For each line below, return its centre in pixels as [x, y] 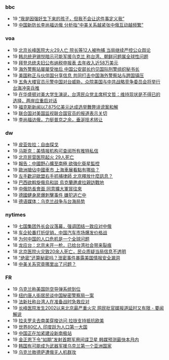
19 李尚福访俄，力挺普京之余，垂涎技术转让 [58, 119]
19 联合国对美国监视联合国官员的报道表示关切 [60, 113]
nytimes [16, 215]
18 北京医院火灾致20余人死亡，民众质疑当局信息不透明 [69, 251]
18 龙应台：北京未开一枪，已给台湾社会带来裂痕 [62, 245]
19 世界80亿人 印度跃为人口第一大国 [50, 327]
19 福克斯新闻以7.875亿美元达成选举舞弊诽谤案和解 [65, 107]
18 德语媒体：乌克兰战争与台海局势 [49, 201]
